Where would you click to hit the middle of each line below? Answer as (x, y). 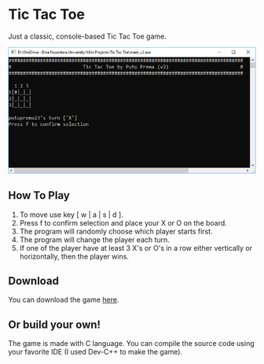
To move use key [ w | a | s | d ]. (71, 215)
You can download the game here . (64, 300)
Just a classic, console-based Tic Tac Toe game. (87, 36)
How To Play (39, 195)
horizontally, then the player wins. (74, 256)
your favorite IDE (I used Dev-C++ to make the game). (95, 352)
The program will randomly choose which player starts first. (116, 231)
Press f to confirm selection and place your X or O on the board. (123, 222)
